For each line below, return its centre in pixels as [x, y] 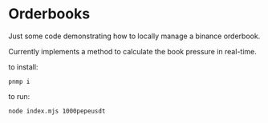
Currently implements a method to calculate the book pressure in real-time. [132, 51]
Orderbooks [49, 14]
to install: [23, 67]
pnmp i [19, 81]
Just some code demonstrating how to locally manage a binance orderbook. [134, 36]
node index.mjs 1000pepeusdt [57, 111]
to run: [19, 96]
